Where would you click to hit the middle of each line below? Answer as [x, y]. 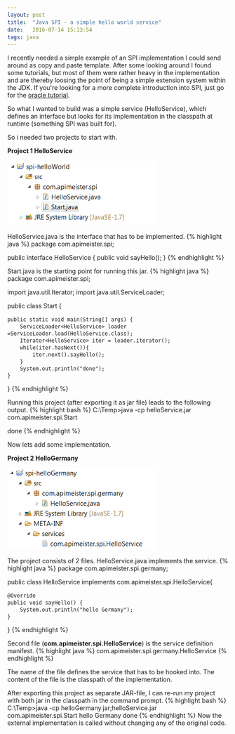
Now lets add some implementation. [59, 445]
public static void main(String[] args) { [70, 320]
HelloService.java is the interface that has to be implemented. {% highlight [115, 237]
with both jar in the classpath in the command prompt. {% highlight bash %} [117, 701]
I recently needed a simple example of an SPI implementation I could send [114, 58]
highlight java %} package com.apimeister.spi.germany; [88, 568]
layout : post [26, 15]
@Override [22, 596]
